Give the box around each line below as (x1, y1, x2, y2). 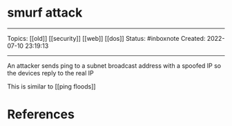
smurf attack (7, 5, 83, 21)
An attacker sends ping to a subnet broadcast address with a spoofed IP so (7, 61, 222, 70)
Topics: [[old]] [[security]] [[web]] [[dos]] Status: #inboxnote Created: (7, 34, 206, 42)
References (7, 107, 75, 123)
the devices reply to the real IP (7, 69, 95, 77)
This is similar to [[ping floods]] (7, 82, 96, 91)
